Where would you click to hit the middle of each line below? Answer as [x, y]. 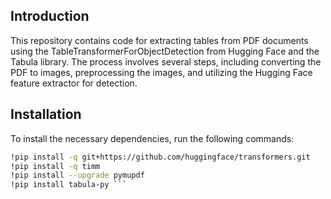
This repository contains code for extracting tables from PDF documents [159, 40]
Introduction [50, 16]
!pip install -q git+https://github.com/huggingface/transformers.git [160, 157]
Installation [46, 114]
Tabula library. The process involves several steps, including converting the [166, 61]
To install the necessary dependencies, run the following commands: [152, 138]
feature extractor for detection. [74, 83]
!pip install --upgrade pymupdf [77, 175]
